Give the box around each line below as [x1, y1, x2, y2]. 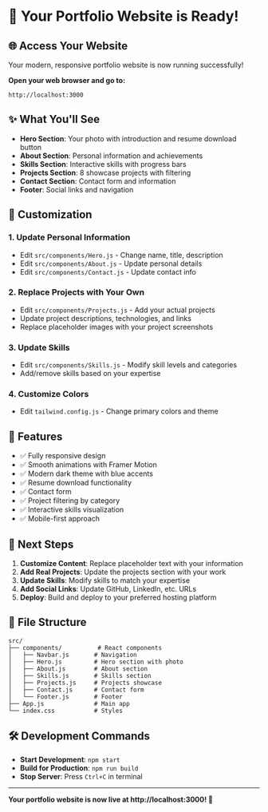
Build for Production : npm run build [19, 762, 139, 773]
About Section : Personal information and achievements [19, 151, 203, 160]
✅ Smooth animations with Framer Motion [19, 460, 157, 469]
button [19, 142, 42, 152]
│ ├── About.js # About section [8, 664, 148, 673]
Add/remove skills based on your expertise [19, 369, 161, 378]
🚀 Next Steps [8, 537, 74, 551]
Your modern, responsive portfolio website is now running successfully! [8, 60, 244, 69]
